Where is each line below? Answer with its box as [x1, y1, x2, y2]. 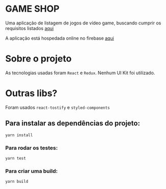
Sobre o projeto [5, 53, 72, 65]
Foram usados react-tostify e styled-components [5, 104, 110, 110]
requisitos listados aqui [5, 25, 54, 31]
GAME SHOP [5, 3, 60, 15]
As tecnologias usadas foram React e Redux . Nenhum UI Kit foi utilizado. [5, 70, 155, 76]
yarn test [5, 155, 26, 161]
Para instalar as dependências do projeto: [5, 119, 140, 128]
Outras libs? [5, 87, 58, 99]
